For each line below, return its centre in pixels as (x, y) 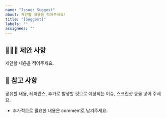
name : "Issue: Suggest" (30, 10)
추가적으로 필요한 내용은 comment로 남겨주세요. (60, 110)
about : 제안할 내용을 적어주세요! (36, 15)
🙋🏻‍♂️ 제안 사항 (26, 50)
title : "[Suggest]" (26, 19)
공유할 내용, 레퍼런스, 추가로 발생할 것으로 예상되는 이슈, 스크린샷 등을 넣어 (78, 93)
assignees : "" (20, 29)
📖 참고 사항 (21, 81)
